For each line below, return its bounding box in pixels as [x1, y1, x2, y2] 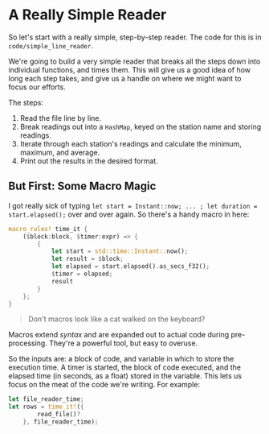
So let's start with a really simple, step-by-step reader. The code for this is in [8, 32, 262, 42]
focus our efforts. [8, 82, 66, 92]
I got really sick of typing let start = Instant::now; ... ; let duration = [8, 200, 258, 210]
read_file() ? [37, 411, 81, 419]
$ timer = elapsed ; [51, 270, 113, 278]
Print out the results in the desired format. [19, 155, 158, 166]
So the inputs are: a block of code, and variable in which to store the [8, 354, 234, 364]
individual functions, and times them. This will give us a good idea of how [8, 64, 251, 74]
